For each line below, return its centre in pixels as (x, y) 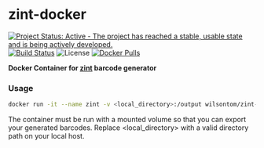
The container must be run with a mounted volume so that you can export (127, 120)
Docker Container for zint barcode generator (82, 67)
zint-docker (47, 14)
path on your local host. (46, 136)
